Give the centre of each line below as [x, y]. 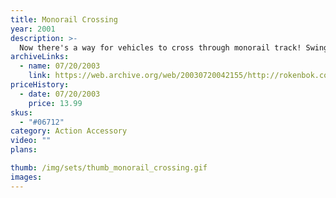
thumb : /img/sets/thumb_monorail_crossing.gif [109, 168]
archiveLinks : [40, 57]
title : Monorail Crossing [64, 19]
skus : [21, 112]
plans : [24, 150]
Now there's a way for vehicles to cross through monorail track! [160, 47]
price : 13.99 [55, 103]
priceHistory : [40, 85]
